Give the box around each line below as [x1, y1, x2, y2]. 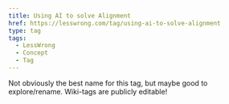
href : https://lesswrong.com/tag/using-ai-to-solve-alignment [8, 19, 221, 27]
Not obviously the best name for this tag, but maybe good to [8, 78, 208, 88]
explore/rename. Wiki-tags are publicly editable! [8, 86, 168, 96]
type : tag [8, 26, 42, 34]
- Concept [15, 49, 48, 57]
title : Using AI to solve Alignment [8, 11, 131, 20]
